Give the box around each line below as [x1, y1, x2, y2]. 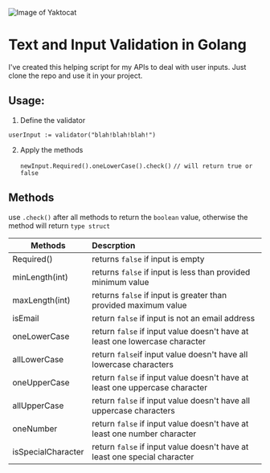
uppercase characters [92, 405, 175, 416]
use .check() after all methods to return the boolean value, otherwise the [8, 212, 248, 222]
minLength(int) [12, 271, 68, 283]
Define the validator [19, 115, 86, 124]
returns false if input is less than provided [92, 266, 251, 277]
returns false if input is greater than [92, 289, 227, 300]
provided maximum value [92, 300, 187, 311]
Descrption [92, 239, 136, 251]
